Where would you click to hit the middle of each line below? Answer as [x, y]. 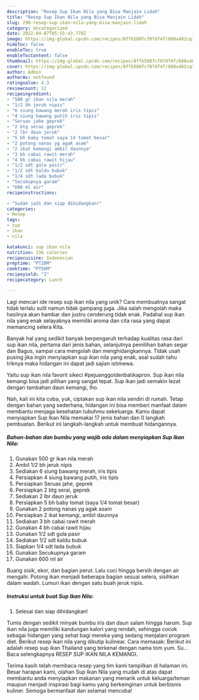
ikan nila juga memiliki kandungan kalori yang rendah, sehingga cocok [92, 629]
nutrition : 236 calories [37, 252]
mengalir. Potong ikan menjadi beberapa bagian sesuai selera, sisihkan [93, 577]
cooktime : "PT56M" [29, 269]
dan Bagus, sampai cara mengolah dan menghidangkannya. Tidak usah [94, 351]
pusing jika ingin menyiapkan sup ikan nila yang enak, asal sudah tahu [92, 357]
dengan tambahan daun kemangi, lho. [53, 387]
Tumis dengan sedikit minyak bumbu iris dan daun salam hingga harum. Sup [99, 623]
